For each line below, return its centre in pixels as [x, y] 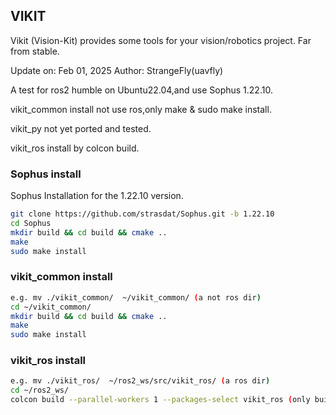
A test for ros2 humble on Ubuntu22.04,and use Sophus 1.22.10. [141, 90]
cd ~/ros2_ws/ [40, 390]
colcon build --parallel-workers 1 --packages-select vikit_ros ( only [160, 400]
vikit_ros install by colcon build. [75, 148]
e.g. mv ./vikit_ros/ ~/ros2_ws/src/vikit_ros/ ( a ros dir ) [140, 381]
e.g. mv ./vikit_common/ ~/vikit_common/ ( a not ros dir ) [136, 297]
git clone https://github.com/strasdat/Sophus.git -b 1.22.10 [142, 214]
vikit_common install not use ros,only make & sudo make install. [141, 109]
